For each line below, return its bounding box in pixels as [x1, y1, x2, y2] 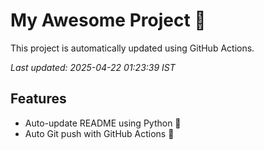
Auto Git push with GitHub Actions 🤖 [24, 127, 175, 139]
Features [10, 90, 67, 108]
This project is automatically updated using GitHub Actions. [10, 42, 255, 54]
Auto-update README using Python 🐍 [24, 117, 182, 129]
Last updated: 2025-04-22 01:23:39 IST [10, 61, 176, 73]
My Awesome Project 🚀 [10, 9, 207, 32]
